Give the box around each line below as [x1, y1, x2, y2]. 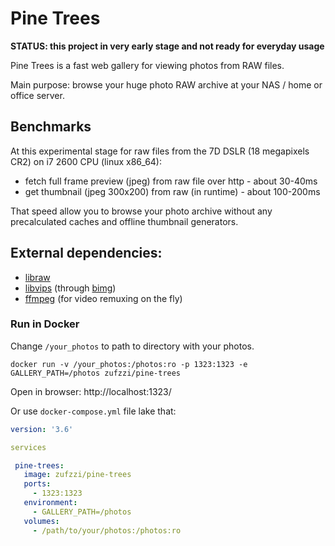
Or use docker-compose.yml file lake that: [10, 405, 177, 417]
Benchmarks [10, 118, 92, 136]
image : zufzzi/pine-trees [23, 470, 132, 480]
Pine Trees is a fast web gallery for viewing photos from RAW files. [10, 59, 285, 71]
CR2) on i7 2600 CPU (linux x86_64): [10, 155, 162, 167]
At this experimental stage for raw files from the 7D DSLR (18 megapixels [10, 145, 310, 157]
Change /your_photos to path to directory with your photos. [10, 340, 255, 352]
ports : [23, 479, 52, 489]
